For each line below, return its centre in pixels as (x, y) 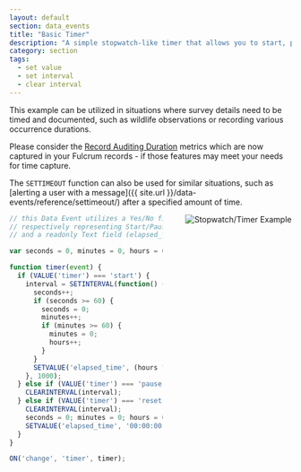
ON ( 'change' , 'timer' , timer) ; (68, 459)
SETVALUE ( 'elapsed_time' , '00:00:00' (96, 426)
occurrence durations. (50, 129)
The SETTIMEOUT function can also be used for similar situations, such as (142, 183)
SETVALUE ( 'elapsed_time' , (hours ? (99, 367)
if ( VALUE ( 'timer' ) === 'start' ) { (84, 275)
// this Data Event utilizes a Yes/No (82, 218)
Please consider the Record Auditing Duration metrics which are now (137, 146)
